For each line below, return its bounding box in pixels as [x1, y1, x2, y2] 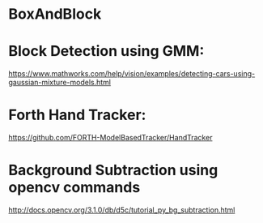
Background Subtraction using [8, 161, 218, 179]
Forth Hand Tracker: [8, 106, 146, 124]
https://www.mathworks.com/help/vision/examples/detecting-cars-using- [8, 69, 256, 79]
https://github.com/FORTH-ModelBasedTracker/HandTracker [8, 133, 213, 143]
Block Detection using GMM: [8, 42, 205, 61]
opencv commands [8, 178, 141, 197]
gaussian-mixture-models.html [8, 78, 112, 88]
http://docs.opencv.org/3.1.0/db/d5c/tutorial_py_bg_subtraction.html [8, 205, 235, 215]
